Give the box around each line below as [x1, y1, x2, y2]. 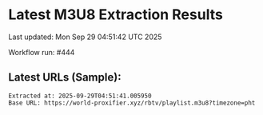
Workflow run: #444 [8, 47, 75, 57]
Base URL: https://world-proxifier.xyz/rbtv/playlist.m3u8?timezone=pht [8, 98, 256, 107]
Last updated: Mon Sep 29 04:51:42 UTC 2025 [8, 32, 162, 42]
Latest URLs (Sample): [8, 70, 122, 85]
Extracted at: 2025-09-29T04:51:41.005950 [8, 92, 152, 100]
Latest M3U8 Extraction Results [8, 6, 224, 24]
